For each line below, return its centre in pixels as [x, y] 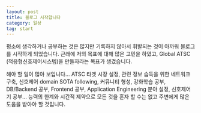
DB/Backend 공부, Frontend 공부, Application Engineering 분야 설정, [88, 89]
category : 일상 [24, 23]
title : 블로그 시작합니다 [34, 17]
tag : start [20, 29]
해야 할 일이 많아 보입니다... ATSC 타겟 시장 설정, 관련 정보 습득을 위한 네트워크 [98, 74]
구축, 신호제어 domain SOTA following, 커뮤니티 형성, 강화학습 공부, [86, 82]
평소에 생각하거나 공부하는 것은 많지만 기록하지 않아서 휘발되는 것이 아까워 [93, 46]
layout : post [22, 12]
